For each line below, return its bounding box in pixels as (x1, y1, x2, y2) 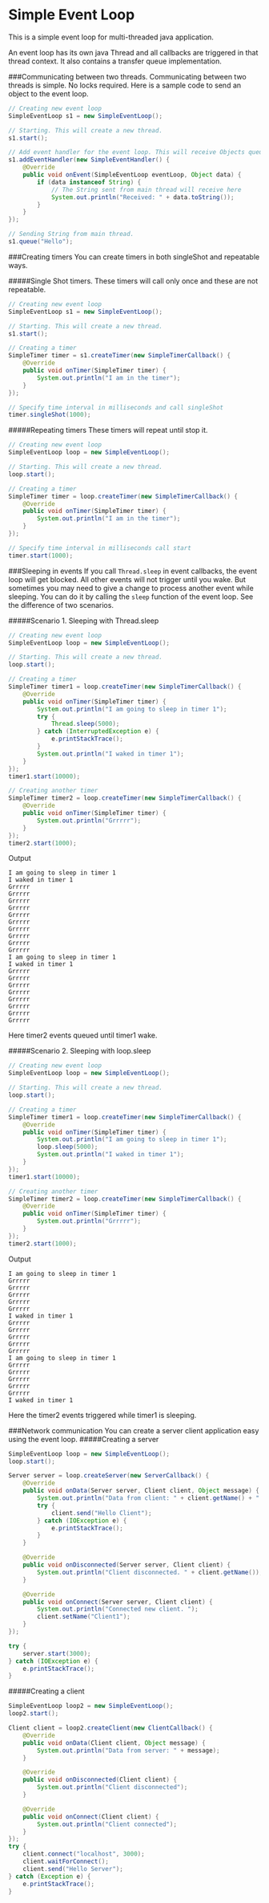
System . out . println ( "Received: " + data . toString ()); (50, 193, 235, 202)
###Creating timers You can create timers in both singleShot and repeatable (8, 251, 260, 262)
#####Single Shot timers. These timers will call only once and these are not (8, 275, 259, 286)
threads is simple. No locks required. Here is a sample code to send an (8, 80, 242, 90)
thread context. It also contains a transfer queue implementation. (8, 56, 222, 66)
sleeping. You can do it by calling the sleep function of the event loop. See (8, 592, 254, 601)
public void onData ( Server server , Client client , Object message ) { (22, 1487, 260, 1495)
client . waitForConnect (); (22, 1857, 110, 1866)
